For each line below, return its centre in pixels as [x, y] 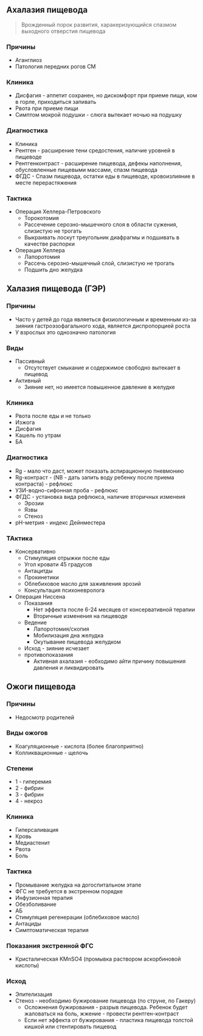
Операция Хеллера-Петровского [58, 211]
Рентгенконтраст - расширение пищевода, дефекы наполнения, [98, 163]
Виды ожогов [27, 733]
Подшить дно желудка [53, 269]
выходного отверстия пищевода [63, 31]
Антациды [28, 924]
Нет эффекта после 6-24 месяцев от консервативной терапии [114, 609]
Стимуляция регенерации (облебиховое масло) [77, 917]
